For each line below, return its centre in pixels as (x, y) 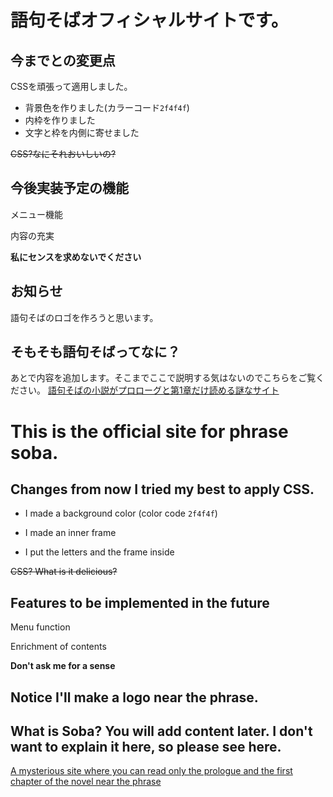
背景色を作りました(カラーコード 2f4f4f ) (107, 107)
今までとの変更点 (63, 60)
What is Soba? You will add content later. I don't (161, 731)
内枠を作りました (60, 120)
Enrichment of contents (58, 647)
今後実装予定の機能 (69, 188)
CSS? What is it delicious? (64, 572)
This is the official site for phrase (149, 431)
